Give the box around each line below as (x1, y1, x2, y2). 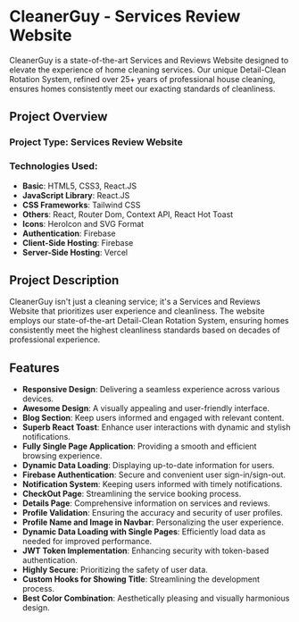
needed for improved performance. (21, 536, 153, 547)
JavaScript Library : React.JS (21, 189, 130, 200)
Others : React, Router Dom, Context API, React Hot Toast (21, 208, 234, 220)
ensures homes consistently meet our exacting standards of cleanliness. (9, 83, 276, 94)
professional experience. (9, 334, 101, 345)
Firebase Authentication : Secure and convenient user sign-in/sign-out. (21, 469, 287, 480)
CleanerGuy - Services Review (9, 6, 241, 27)
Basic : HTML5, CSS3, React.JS (21, 181, 137, 191)
